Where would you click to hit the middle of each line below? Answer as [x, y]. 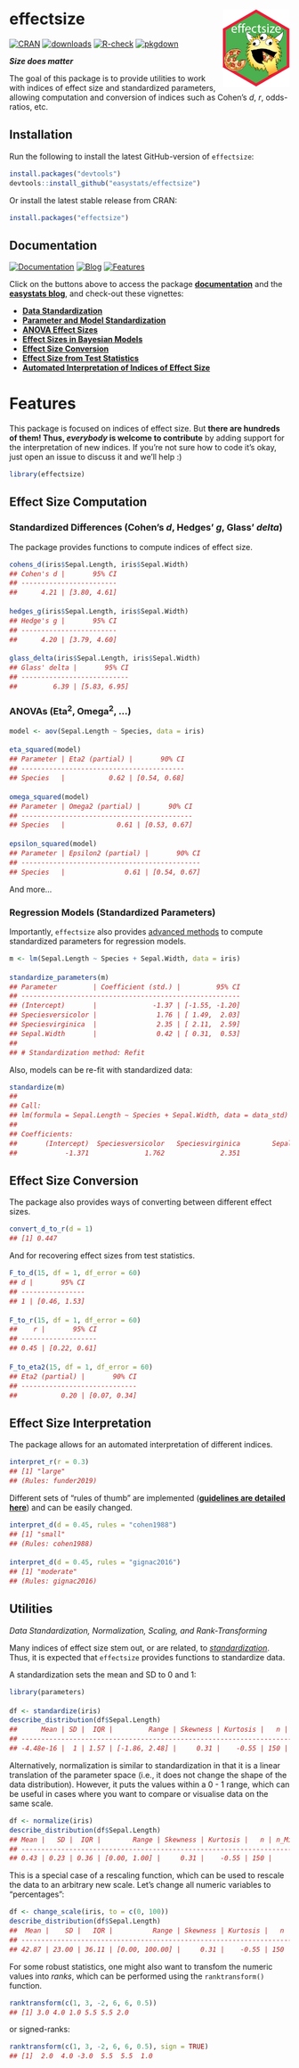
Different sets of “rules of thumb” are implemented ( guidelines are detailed [148, 1497]
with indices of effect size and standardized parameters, [113, 87]
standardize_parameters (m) [59, 977]
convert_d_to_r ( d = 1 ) [51, 1229]
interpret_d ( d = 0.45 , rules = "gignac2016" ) [95, 1562]
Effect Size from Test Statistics [81, 358]
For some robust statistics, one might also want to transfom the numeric [141, 1966]
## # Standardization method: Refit [77, 1052]
